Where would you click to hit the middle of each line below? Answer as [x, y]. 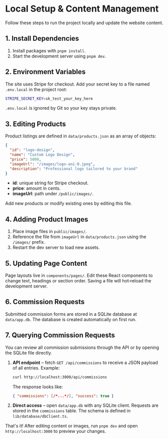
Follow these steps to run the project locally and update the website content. [84, 23]
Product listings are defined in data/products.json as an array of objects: [81, 136]
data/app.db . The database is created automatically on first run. [71, 319]
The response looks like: [38, 387]
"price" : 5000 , [26, 159]
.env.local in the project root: [36, 89]
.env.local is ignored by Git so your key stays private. [61, 108]
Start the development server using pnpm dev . [59, 56]
